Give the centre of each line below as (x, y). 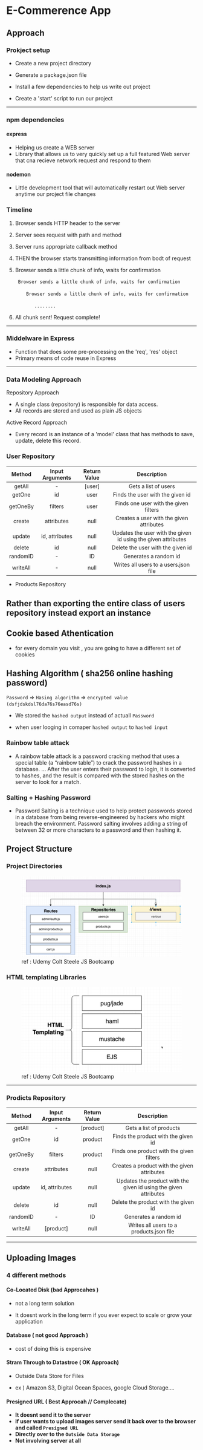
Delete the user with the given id (152, 547)
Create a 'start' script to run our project (64, 98)
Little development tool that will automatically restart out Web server (100, 188)
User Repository (31, 456)
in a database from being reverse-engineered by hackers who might (100, 817)
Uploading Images (41, 1258)
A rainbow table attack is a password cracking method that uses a (97, 756)
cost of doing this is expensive (53, 1348)
